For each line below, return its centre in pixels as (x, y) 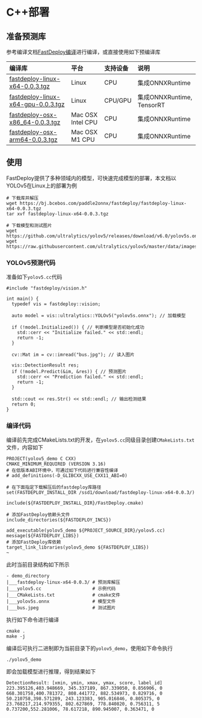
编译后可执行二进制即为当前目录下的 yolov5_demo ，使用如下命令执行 (90, 648)
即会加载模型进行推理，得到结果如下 (51, 672)
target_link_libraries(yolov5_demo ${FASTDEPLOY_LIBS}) (78, 547)
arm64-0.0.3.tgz (34, 140)
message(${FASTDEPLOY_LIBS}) (43, 536)
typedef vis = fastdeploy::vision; (56, 304)
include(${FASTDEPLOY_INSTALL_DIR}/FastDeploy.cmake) (75, 503)
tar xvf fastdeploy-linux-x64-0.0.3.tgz (58, 214)
